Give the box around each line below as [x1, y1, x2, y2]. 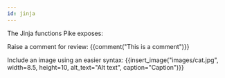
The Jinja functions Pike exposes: [7, 29, 104, 37]
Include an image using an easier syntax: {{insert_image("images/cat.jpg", [7, 56, 219, 64]
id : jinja [7, 10, 36, 17]
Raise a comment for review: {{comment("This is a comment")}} [7, 42, 190, 50]
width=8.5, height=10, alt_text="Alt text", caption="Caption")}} [7, 63, 185, 71]
